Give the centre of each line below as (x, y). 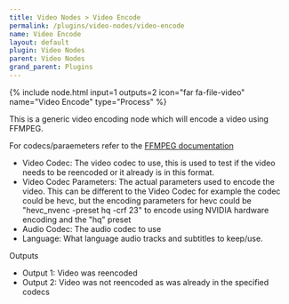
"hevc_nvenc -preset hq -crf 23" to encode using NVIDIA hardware (145, 210)
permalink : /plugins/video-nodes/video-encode (97, 26)
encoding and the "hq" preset (76, 220)
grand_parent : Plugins (51, 68)
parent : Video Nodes (48, 59)
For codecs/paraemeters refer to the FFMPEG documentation (121, 145)
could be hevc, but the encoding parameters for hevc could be (136, 200)
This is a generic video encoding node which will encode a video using (139, 119)
